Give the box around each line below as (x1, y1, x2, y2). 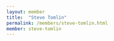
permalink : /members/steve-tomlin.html (6, 20, 108, 26)
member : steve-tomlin (6, 25, 62, 32)
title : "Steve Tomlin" (6, 14, 67, 20)
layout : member (6, 8, 45, 15)
